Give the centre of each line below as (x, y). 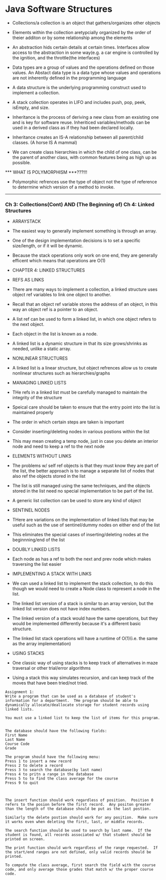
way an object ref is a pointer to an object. (55, 310)
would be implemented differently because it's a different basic (77, 624)
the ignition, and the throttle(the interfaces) (56, 57)
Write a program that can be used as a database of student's (70, 696)
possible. (21, 162)
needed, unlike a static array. (42, 349)
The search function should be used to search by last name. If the (78, 831)
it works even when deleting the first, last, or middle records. (75, 822)
